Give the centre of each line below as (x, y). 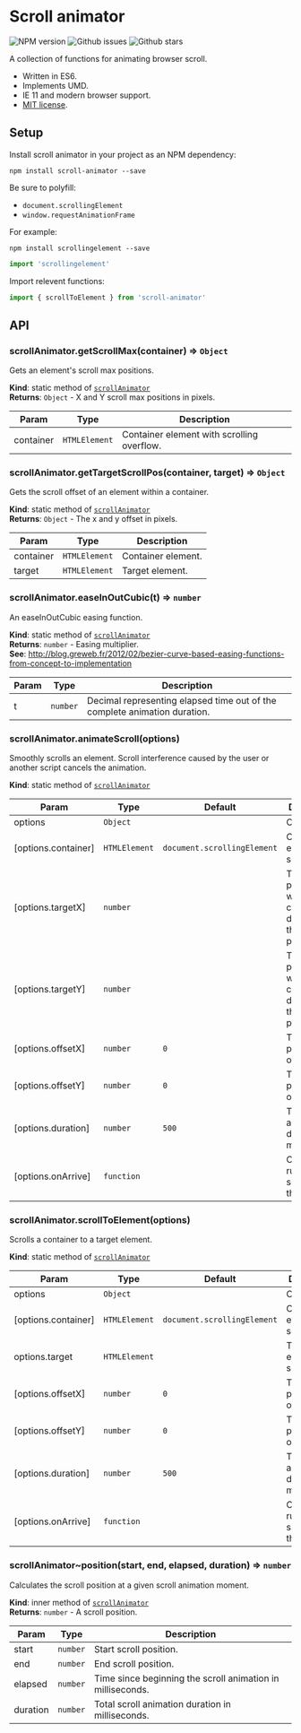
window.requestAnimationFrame (79, 215)
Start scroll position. (136, 1649)
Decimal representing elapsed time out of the (181, 700)
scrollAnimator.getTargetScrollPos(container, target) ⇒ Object (147, 472)
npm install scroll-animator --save (77, 171)
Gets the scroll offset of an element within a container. (109, 492)
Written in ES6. (50, 76)
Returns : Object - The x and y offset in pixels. (94, 519)
